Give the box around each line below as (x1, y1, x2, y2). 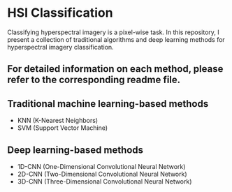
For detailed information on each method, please (7, 63, 224, 75)
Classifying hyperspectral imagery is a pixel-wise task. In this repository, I (7, 28, 220, 36)
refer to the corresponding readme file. (7, 74, 181, 86)
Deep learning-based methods (7, 144, 144, 156)
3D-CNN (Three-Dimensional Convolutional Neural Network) (17, 177, 192, 186)
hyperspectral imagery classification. (7, 43, 114, 51)
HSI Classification (7, 5, 113, 21)
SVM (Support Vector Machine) (17, 124, 108, 132)
